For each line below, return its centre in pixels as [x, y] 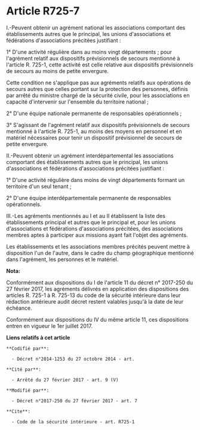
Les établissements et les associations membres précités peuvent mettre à [98, 246]
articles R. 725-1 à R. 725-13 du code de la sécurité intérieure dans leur [93, 295]
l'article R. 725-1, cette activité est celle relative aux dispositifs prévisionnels [100, 65]
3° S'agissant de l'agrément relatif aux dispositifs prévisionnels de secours [98, 125]
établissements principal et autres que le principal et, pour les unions [91, 222]
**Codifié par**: [28, 349]
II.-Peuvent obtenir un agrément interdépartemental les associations [90, 155]
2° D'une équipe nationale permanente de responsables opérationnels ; [94, 113]
